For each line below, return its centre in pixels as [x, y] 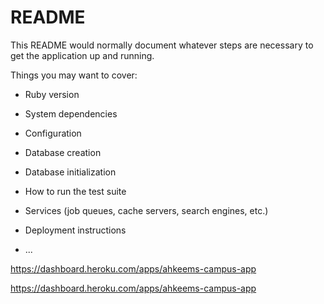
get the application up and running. [82, 55]
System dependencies [71, 113]
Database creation [63, 152]
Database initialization [70, 172]
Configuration [53, 133]
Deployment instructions [75, 230]
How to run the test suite [75, 191]
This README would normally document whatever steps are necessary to [162, 45]
